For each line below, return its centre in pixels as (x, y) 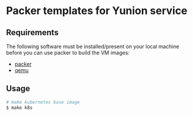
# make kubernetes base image (43, 102)
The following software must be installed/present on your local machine (93, 46)
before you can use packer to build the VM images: (68, 53)
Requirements (32, 33)
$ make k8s (19, 108)
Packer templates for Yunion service (97, 11)
